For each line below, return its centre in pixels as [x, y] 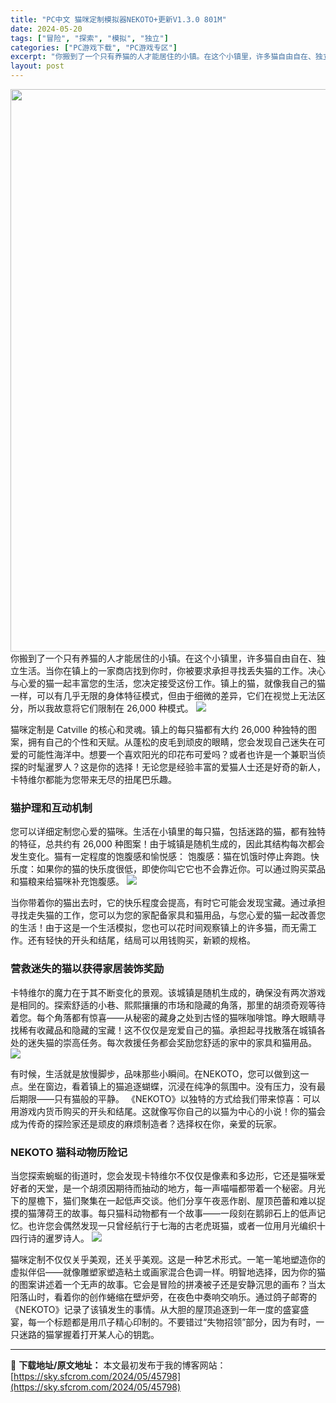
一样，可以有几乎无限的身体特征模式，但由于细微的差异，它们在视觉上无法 [163, 695]
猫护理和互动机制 [51, 808]
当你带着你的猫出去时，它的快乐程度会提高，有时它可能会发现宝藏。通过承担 [168, 903]
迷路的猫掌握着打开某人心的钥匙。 [89, 1334]
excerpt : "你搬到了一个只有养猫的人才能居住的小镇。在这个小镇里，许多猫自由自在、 [163, 57]
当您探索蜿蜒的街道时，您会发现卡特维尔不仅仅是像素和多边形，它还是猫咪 [163, 1175]
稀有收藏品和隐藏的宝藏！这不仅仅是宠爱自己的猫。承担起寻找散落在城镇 [167, 1030]
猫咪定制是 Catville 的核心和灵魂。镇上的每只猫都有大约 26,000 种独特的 [159, 729]
